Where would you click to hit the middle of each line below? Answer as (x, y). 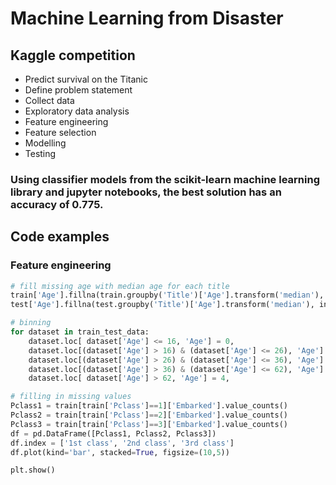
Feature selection (60, 132)
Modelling (45, 143)
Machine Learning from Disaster (147, 18)
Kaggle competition (73, 55)
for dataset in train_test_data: (80, 332)
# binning (31, 323)
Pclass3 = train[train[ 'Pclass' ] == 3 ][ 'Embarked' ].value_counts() (149, 424)
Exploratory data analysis (77, 111)
